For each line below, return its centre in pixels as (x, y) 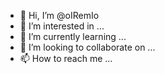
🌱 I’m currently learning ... (73, 36)
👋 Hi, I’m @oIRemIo (59, 15)
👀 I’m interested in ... (62, 26)
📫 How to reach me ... (66, 58)
